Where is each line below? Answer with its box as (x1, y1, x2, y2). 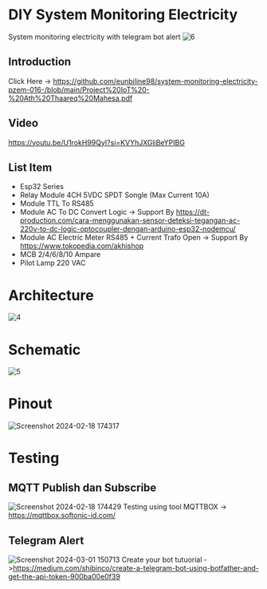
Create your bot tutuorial (121, 555, 202, 564)
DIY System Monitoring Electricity (8, 6, 238, 24)
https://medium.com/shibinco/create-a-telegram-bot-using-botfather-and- (13, 563, 259, 572)
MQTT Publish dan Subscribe (8, 480, 157, 494)
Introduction (8, 55, 72, 69)
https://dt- (175, 208, 210, 217)
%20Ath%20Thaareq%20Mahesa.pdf (8, 93, 133, 103)
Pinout (8, 395, 53, 413)
